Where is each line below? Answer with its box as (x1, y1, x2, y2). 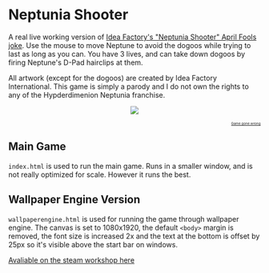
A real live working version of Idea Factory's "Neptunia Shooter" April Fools (8, 32, 257, 42)
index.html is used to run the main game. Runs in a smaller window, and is (8, 161, 254, 171)
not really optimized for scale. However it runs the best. (8, 170, 191, 179)
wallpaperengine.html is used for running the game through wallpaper (8, 214, 239, 223)
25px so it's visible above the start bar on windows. (8, 239, 179, 249)
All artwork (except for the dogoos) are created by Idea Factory (8, 73, 218, 82)
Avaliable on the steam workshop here (8, 255, 134, 265)
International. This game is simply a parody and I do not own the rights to (8, 82, 250, 91)
